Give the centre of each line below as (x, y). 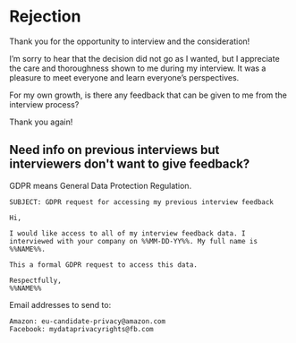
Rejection (45, 17)
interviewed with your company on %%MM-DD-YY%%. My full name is (133, 241)
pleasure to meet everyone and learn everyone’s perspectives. (124, 77)
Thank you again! (41, 122)
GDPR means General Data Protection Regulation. (101, 185)
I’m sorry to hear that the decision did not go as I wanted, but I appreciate (144, 58)
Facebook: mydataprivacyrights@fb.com (81, 329)
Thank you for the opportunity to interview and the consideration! (130, 41)
